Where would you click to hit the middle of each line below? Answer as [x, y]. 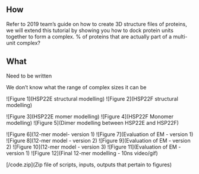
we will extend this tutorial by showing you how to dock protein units [90, 30]
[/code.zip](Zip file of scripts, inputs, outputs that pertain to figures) [89, 165]
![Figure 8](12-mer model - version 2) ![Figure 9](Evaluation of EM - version [99, 140]
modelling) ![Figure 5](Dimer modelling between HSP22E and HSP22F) [93, 123]
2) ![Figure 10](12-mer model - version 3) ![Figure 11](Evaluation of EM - [94, 147]
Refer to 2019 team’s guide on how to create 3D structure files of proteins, [97, 24]
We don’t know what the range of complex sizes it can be [76, 87]
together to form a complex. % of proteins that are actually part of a [89, 36]
